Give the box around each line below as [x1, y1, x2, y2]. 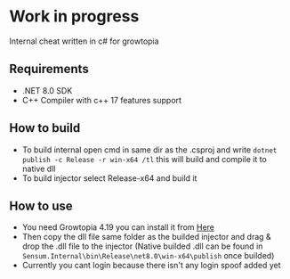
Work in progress [9, 6, 140, 27]
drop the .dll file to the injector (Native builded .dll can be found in [21, 241, 263, 251]
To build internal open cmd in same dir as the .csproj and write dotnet [21, 144, 278, 155]
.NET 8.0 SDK [21, 85, 73, 95]
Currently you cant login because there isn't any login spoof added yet [21, 260, 282, 271]
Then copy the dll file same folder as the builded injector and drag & [21, 232, 271, 242]
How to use [9, 198, 73, 213]
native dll [21, 163, 56, 174]
